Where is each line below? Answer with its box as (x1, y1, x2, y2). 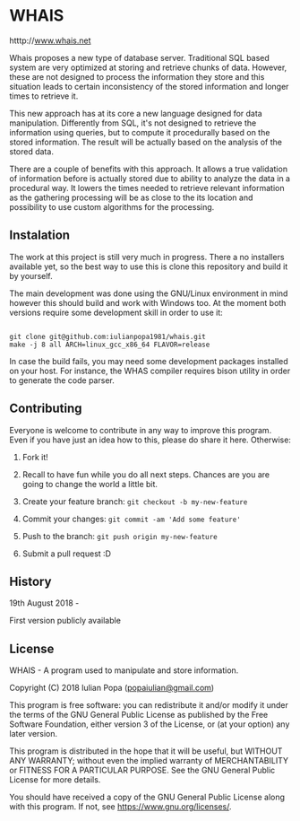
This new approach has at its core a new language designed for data (9, 108, 262, 118)
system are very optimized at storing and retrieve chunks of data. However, (9, 62, 287, 73)
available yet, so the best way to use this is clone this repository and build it (9, 261, 288, 272)
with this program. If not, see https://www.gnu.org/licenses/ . (9, 801, 232, 812)
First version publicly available (9, 616, 121, 626)
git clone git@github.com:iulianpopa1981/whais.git (9, 332, 206, 341)
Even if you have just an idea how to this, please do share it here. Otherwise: (9, 434, 291, 445)
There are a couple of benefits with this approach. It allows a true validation (9, 163, 288, 174)
